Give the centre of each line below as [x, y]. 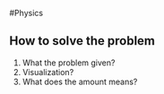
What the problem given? [69, 63]
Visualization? [48, 72]
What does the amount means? [80, 81]
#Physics [26, 13]
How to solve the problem [82, 41]
